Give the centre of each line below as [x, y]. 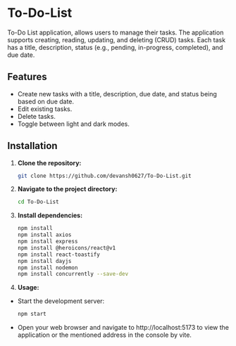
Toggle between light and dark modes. [74, 124]
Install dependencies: [50, 215]
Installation [32, 146]
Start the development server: [61, 301]
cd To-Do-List [38, 202]
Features [27, 77]
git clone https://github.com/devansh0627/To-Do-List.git [104, 176]
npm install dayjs [44, 261]
